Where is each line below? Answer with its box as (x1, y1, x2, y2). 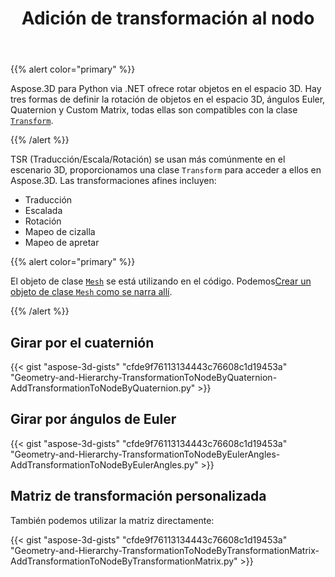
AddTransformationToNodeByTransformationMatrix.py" (10, 555, 238, 567)
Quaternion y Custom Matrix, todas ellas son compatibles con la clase (10, 104, 298, 116)
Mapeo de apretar (24, 237, 100, 249)
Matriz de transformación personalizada (10, 488, 267, 505)
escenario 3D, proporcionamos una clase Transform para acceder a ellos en (10, 164, 322, 176)
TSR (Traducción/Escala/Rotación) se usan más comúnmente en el (10, 153, 286, 166)
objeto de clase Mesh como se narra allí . (10, 286, 173, 298)
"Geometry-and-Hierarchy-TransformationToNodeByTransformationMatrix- (10, 544, 320, 556)
